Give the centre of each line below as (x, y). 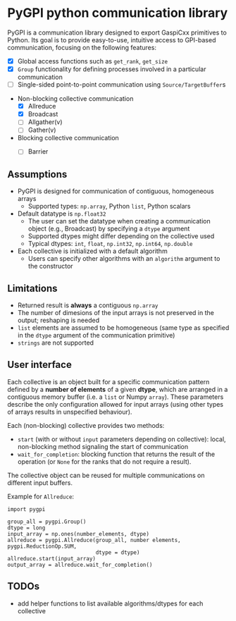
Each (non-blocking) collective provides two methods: (86, 425)
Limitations (32, 288)
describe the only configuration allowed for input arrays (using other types (116, 404)
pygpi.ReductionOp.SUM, (42, 546)
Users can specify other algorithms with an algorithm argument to (124, 259)
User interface (39, 365)
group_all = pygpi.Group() (47, 522)
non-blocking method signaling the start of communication (103, 446)
